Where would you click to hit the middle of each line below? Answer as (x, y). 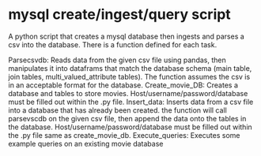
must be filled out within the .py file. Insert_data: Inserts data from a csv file (131, 102)
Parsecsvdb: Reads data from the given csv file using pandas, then (117, 60)
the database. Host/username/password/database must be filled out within (130, 127)
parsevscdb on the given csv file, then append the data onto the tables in (127, 118)
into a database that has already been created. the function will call (117, 110)
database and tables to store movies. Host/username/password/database (128, 93)
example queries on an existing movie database (86, 143)
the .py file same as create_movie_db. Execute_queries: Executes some (124, 135)
